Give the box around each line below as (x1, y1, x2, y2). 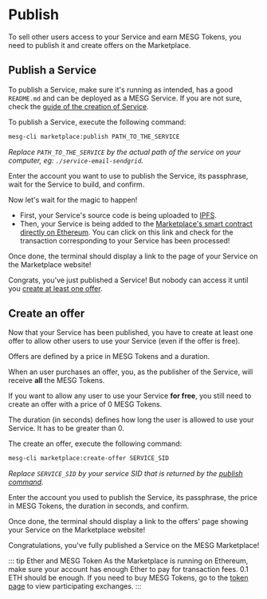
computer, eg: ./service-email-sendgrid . (8, 156, 143, 165)
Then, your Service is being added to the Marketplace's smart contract (19, 219, 253, 228)
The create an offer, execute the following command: (8, 439, 183, 448)
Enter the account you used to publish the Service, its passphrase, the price (8, 493, 257, 502)
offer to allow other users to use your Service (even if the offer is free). (8, 337, 241, 346)
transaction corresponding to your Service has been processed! (19, 235, 230, 245)
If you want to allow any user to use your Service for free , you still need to (8, 391, 252, 400)
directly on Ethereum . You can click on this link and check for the (19, 227, 234, 237)
